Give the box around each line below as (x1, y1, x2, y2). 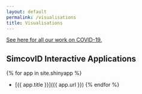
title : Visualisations (6, 20, 63, 26)
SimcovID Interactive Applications (6, 53, 137, 63)
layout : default (6, 8, 47, 15)
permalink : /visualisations (6, 14, 77, 20)
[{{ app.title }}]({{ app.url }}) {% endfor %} (14, 81, 120, 89)
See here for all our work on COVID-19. (6, 37, 102, 44)
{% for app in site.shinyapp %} (6, 69, 82, 77)
